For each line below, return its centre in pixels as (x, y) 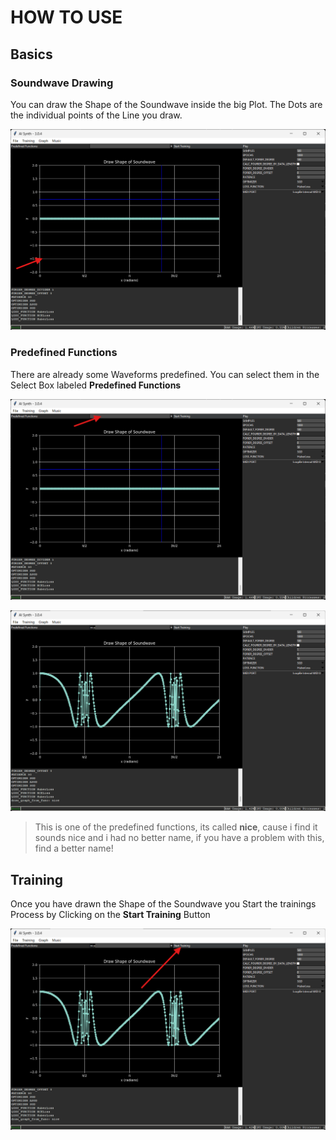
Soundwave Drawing (62, 83)
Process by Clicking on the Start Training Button (110, 915)
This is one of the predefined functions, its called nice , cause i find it (176, 827)
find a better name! (74, 848)
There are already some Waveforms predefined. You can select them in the (165, 374)
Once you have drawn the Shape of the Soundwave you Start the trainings (163, 904)
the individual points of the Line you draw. (96, 115)
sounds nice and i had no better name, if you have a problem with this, (179, 838)
